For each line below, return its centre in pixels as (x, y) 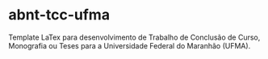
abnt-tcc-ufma (59, 15)
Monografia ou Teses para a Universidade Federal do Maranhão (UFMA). (130, 45)
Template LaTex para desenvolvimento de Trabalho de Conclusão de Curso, (134, 37)
